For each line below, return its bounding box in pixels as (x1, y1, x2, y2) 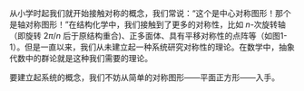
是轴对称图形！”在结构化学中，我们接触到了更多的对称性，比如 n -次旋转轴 (9, 19, 286, 30)
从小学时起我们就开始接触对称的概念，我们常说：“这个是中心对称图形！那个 (9, 8, 292, 18)
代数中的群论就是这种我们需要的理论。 (9, 53, 152, 63)
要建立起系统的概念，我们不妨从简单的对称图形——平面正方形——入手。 (9, 72, 279, 83)
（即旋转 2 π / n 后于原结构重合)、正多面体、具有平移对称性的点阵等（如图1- (9, 31, 288, 41)
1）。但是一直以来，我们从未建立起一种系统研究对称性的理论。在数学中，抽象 (9, 41, 295, 52)
